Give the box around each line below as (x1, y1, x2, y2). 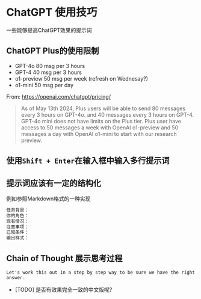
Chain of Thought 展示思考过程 (6, 253, 123, 264)
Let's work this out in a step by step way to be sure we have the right (6, 270, 196, 276)
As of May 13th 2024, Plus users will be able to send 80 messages (20, 105, 186, 112)
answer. (6, 275, 26, 281)
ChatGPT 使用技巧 (6, 5, 97, 19)
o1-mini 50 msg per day (14, 81, 74, 88)
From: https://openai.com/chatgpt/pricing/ (6, 93, 111, 100)
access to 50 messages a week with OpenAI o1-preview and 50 (20, 124, 179, 131)
